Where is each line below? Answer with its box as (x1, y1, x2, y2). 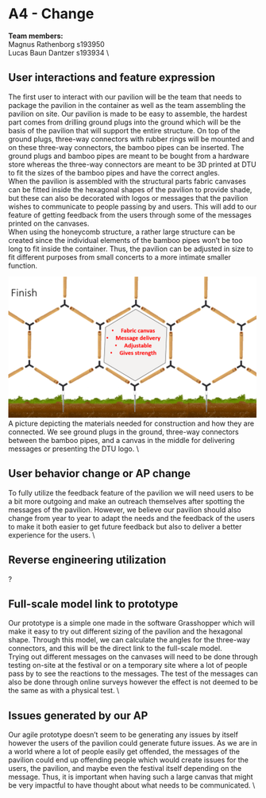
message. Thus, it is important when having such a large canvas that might (8, 772, 253, 782)
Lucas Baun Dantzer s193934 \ (8, 48, 110, 57)
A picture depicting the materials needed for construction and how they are (8, 418, 255, 428)
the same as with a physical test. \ (8, 686, 120, 696)
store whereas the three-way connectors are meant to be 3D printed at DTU (8, 160, 256, 169)
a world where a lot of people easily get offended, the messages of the (8, 747, 241, 757)
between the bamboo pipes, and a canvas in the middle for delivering (8, 435, 236, 445)
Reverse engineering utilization (8, 553, 167, 567)
